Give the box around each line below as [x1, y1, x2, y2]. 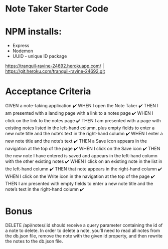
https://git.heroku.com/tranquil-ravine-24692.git [5, 68, 105, 74]
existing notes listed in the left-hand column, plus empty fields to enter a [5, 125, 155, 131]
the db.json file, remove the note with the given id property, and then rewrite [5, 233, 163, 238]
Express [12, 43, 30, 49]
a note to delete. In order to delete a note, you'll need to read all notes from [5, 227, 160, 233]
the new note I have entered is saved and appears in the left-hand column [5, 153, 158, 159]
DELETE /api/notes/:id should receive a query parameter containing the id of [5, 222, 163, 228]
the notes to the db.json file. [5, 238, 64, 244]
